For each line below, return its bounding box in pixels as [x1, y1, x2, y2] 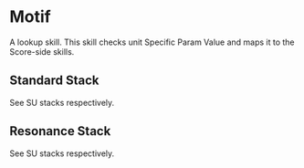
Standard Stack [9, 73, 100, 89]
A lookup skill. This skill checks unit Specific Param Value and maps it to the [9, 37, 295, 47]
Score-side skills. [9, 46, 75, 57]
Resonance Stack [9, 123, 111, 139]
